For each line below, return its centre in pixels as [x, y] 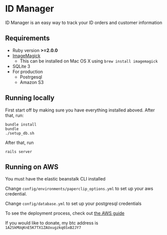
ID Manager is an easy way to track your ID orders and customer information [84, 22]
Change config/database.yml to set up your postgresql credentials [74, 203]
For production [28, 71]
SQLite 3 [21, 66]
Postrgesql [31, 77]
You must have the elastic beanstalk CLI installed [55, 179]
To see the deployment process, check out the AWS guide [65, 213]
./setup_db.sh [20, 133]
